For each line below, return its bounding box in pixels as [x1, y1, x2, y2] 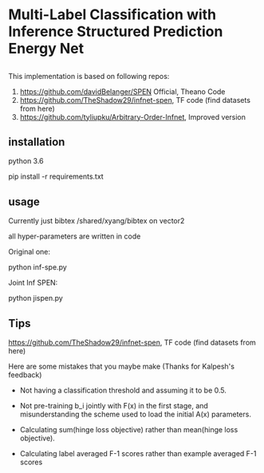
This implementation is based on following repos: [8, 71, 170, 81]
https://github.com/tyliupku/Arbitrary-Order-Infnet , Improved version [19, 112, 246, 121]
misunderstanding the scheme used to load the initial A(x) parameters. [19, 409, 251, 420]
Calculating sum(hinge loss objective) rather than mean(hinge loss [19, 425, 238, 435]
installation [8, 135, 65, 148]
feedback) [8, 370, 42, 380]
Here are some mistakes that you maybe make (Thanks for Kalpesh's [8, 361, 235, 372]
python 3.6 [8, 156, 44, 166]
